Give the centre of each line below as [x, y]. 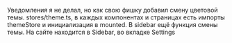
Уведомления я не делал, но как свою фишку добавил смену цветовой [113, 10]
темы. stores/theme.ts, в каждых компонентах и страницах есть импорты [116, 17]
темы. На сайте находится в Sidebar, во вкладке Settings [91, 32]
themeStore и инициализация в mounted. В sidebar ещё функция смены [113, 25]
